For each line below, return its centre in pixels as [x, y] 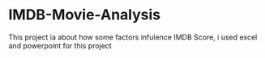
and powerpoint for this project [60, 45]
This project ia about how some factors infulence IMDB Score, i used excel [133, 37]
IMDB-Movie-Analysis [85, 15]
